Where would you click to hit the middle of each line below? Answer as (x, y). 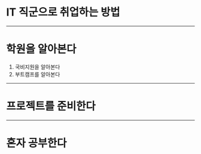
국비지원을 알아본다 (37, 67)
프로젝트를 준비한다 (51, 107)
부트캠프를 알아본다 (37, 74)
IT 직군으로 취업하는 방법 (63, 12)
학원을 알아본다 (41, 49)
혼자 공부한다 (36, 143)
